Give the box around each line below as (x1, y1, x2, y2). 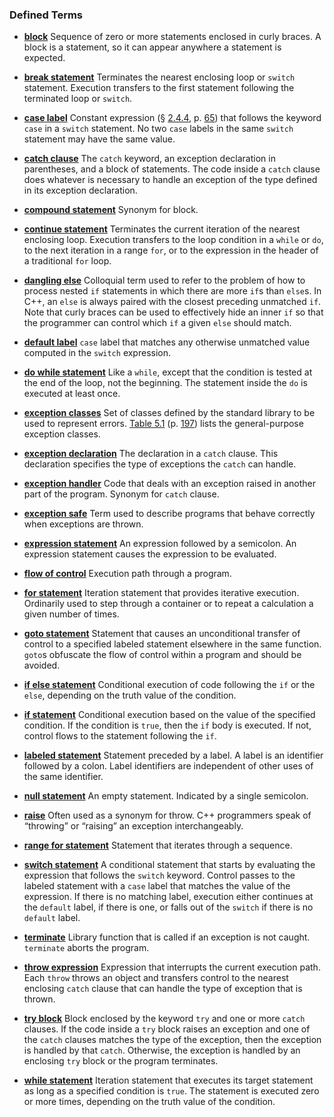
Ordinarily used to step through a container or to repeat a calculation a (23, 598, 314, 610)
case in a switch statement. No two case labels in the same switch (23, 123, 294, 135)
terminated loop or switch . (23, 93, 133, 105)
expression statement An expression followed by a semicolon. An (23, 538, 297, 550)
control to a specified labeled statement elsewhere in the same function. (23, 638, 322, 650)
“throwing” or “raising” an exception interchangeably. (23, 820, 244, 832)
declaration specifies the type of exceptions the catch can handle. (23, 458, 297, 470)
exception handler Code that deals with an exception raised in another (23, 478, 316, 490)
